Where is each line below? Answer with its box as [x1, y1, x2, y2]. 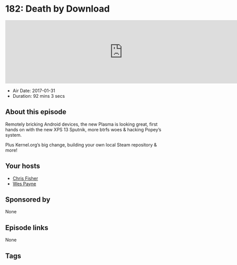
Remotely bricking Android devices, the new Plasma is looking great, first [5, 121, 158, 127]
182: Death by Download [5, 3, 110, 15]
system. [5, 132, 22, 138]
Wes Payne [12, 180, 36, 186]
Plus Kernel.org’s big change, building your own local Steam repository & [5, 141, 157, 147]
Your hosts [5, 162, 41, 170]
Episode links [5, 223, 49, 232]
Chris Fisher [12, 175, 38, 181]
